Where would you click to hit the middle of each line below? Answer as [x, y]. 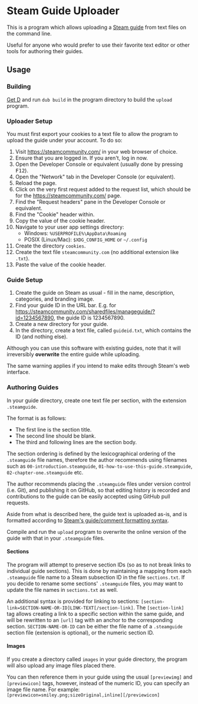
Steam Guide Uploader [63, 11]
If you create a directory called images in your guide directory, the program [97, 659]
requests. [18, 503]
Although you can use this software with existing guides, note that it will [94, 348]
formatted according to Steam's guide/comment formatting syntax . [88, 520]
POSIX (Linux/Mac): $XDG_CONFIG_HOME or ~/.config [86, 239]
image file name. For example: [43, 689]
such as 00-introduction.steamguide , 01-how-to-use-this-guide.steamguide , [100, 466]
